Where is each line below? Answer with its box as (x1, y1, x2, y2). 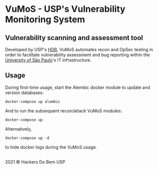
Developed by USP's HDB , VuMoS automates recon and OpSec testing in (5, 47, 154, 52)
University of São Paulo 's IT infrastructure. (5, 57, 92, 63)
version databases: (5, 90, 44, 96)
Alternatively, (5, 126, 32, 132)
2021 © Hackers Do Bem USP (5, 159, 65, 165)
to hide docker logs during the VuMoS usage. (5, 144, 97, 150)
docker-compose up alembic (5, 99, 61, 104)
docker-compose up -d (5, 135, 50, 140)
